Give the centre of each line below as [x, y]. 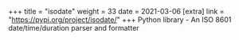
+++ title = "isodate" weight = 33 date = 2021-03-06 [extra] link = [116, 11]
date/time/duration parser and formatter [74, 28]
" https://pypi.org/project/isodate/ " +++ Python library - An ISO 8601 [120, 20]
